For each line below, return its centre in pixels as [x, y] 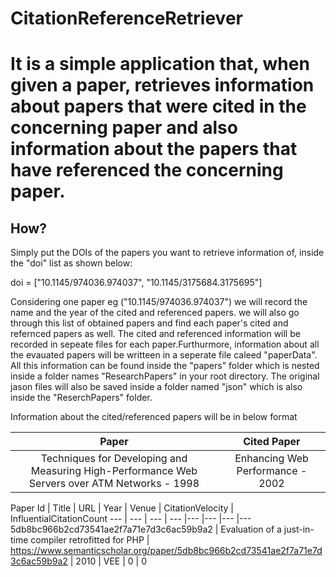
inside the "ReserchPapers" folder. [81, 398]
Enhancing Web [271, 459]
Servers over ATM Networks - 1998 [114, 484]
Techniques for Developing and [114, 459]
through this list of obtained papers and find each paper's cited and [149, 323]
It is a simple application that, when [160, 64]
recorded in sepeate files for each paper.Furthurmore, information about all [165, 344]
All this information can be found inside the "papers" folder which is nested [165, 366]
